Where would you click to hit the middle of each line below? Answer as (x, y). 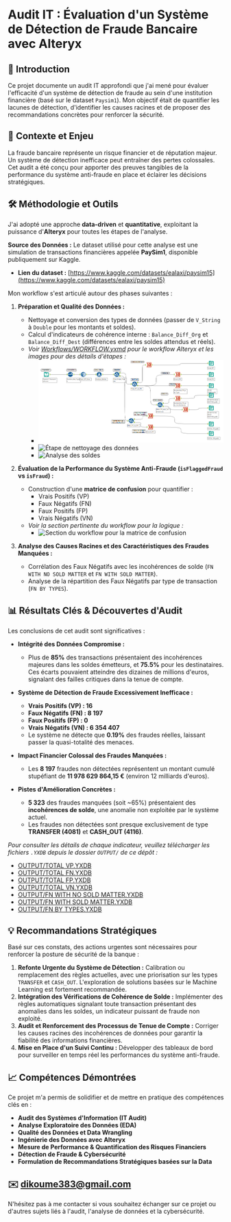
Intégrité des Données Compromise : (71, 644)
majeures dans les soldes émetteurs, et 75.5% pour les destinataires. (126, 664)
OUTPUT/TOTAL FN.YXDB (54, 872)
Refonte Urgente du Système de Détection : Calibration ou (101, 968)
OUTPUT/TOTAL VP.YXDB (54, 865)
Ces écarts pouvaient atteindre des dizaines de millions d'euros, (119, 672)
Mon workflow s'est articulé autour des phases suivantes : (90, 293)
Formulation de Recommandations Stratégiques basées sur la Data (115, 1162)
